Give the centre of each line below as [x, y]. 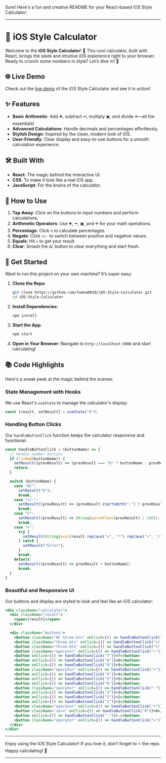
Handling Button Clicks [33, 424]
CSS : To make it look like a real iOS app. [53, 180]
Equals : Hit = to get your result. [44, 241]
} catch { [28, 541]
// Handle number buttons [36, 454]
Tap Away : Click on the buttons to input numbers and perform [75, 213]
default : [23, 559]
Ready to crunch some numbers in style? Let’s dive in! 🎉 [62, 61]
